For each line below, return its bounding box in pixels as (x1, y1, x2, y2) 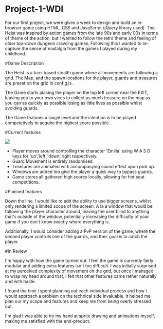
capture (5, 45, 21, 51)
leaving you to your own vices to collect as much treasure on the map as (5, 94, 151, 101)
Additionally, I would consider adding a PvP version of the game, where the (5, 228, 156, 234)
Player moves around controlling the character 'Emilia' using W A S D (12, 148, 151, 154)
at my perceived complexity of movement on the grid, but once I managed (5, 268, 154, 274)
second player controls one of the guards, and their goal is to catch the (5, 233, 147, 239)
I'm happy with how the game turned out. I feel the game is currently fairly (5, 258, 154, 263)
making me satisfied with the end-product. (5, 318, 91, 324)
